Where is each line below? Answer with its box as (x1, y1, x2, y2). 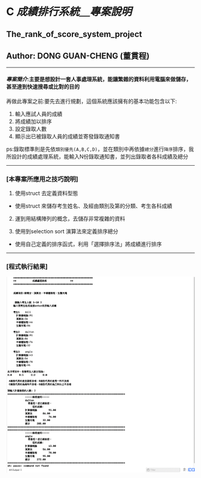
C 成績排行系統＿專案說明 (6, 5, 132, 19)
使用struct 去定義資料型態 (14, 189, 78, 197)
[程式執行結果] (6, 262, 48, 270)
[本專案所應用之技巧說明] (6, 175, 79, 183)
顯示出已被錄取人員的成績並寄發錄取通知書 (14, 132, 120, 140)
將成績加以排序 (14, 117, 52, 125)
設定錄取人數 (14, 125, 47, 132)
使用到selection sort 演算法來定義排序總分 (14, 227, 118, 235)
